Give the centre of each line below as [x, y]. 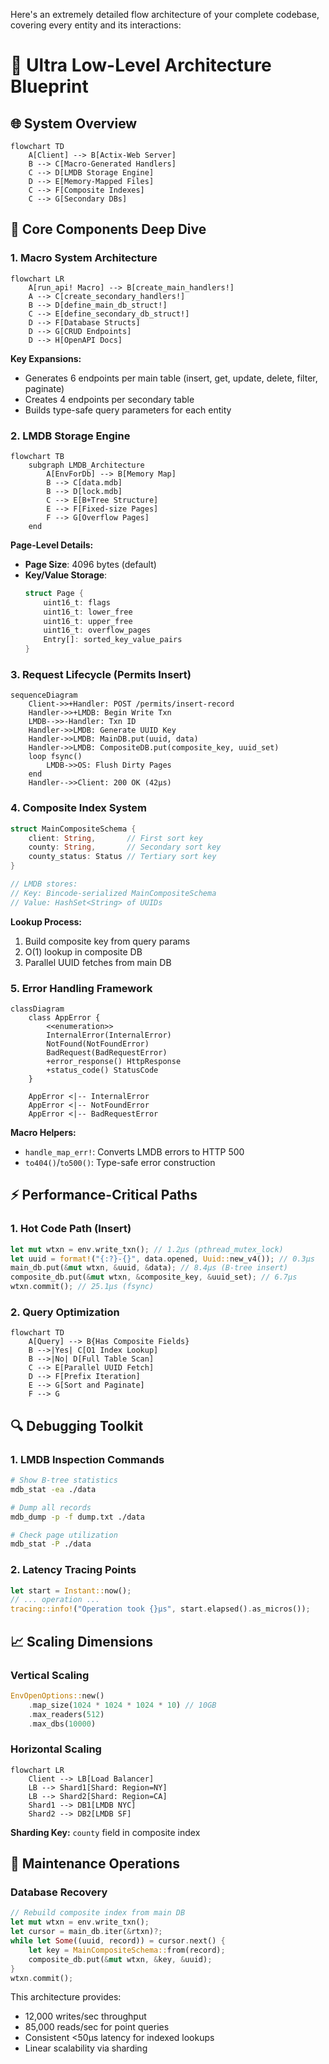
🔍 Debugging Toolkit [77, 1425]
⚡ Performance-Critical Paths [104, 1195]
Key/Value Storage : [66, 575]
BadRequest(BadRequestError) [107, 1053]
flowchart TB [37, 456]
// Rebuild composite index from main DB [98, 1913]
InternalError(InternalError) [109, 1035]
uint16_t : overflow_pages [97, 630]
